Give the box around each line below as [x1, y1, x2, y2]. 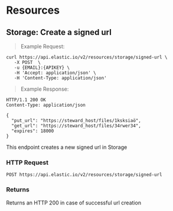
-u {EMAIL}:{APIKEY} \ [14, 65, 70, 71]
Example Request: [20, 43, 65, 50]
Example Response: [20, 85, 69, 92]
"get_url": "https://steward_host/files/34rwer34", [11, 123, 142, 129]
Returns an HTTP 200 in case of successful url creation [6, 199, 142, 206]
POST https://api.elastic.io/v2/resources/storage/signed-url [6, 172, 162, 178]
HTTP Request [6, 158, 49, 167]
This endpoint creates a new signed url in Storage [6, 143, 128, 151]
